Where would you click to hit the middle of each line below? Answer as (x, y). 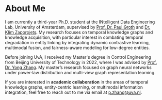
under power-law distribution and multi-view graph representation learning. (81, 72)
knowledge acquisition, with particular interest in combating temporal (74, 37)
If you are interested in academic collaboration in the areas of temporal (77, 82)
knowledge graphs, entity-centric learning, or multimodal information (74, 87)
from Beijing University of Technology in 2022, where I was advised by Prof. (81, 62)
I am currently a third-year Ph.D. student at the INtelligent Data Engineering (80, 22)
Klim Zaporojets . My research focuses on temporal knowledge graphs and (79, 32)
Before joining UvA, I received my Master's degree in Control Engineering (78, 57)
